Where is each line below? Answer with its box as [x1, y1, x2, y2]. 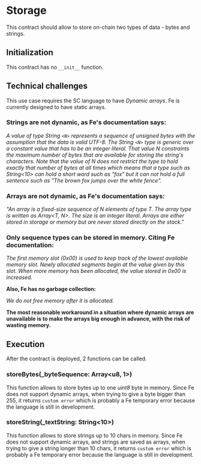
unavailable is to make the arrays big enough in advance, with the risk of [6, 315, 190, 322]
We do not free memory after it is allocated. [6, 297, 115, 304]
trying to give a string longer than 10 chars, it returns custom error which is [6, 444, 192, 452]
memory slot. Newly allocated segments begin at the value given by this [6, 261, 185, 268]
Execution [6, 339, 45, 350]
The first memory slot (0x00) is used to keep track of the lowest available [6, 254, 188, 262]
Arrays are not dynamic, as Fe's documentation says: [6, 192, 165, 200]
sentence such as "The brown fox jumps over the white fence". [6, 177, 162, 184]
